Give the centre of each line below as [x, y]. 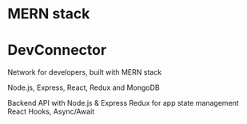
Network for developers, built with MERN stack [85, 72]
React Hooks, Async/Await [51, 111]
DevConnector [57, 50]
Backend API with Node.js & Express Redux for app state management [123, 103]
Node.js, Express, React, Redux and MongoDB [84, 87]
